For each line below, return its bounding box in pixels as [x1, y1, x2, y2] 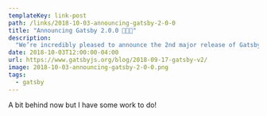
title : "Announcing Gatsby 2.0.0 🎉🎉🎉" [8, 26, 137, 34]
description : [8, 33, 52, 42]
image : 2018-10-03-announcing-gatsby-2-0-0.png [8, 64, 169, 72]
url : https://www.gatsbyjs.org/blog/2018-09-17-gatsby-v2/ [8, 56, 208, 64]
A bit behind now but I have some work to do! [8, 100, 157, 110]
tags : [8, 71, 26, 79]
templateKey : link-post [8, 11, 87, 20]
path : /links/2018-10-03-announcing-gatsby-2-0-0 [8, 19, 176, 27]
